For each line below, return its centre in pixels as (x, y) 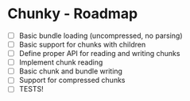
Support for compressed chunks (72, 80)
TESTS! (31, 89)
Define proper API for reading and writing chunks (99, 54)
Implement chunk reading (61, 62)
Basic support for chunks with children (82, 45)
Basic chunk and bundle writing (70, 71)
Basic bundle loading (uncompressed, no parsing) (101, 36)
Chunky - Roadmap (73, 14)
